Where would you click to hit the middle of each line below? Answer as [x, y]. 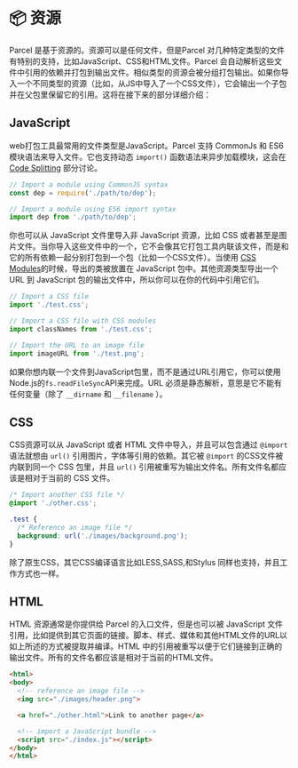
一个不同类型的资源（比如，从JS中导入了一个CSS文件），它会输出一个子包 [152, 83]
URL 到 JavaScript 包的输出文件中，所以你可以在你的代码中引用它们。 [137, 280]
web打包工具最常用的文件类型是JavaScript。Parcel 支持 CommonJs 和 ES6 [146, 145]
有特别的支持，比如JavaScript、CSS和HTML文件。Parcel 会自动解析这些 [142, 61]
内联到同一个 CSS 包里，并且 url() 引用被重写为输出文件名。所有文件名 [140, 467]
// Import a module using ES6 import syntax [93, 209]
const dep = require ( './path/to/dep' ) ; [83, 193]
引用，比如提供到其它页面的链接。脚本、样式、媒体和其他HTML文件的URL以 [149, 636]
